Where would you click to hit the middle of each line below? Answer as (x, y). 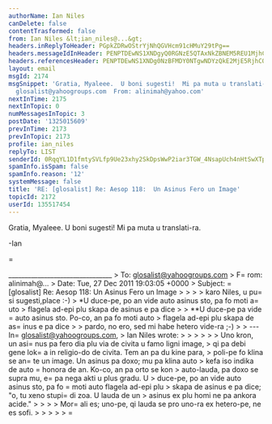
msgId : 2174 (28, 76)
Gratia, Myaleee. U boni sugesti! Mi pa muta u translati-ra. (105, 227)
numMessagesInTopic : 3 (47, 114)
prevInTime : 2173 (38, 129)
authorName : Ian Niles (47, 16)
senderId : (25, 159)
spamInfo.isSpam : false (49, 167)
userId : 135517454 (39, 204)
